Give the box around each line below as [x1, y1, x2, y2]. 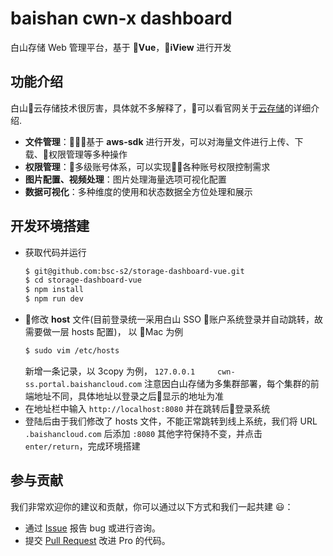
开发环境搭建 [10, 218, 90, 235]
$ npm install [24, 285, 84, 295]
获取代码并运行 [24, 246, 87, 258]
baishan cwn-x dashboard [10, 7, 233, 30]
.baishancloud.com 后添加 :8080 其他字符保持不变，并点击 [24, 427, 263, 439]
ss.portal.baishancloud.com [24, 379, 142, 389]
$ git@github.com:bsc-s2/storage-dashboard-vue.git [24, 266, 245, 276]
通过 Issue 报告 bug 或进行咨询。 [24, 522, 161, 534]
